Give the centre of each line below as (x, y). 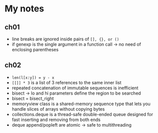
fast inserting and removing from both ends (56, 120)
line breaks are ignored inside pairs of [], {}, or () (65, 39)
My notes (24, 9)
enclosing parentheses (35, 50)
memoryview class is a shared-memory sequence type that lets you (81, 104)
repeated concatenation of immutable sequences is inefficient (75, 88)
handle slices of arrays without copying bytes (58, 109)
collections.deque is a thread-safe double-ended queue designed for (82, 114)
